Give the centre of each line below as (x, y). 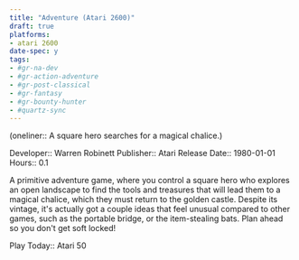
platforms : (30, 34)
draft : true (32, 26)
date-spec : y (34, 51)
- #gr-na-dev (34, 69)
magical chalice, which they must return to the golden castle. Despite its (144, 200)
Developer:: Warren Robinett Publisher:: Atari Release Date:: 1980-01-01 (142, 153)
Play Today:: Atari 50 (48, 246)
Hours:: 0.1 (29, 162)
